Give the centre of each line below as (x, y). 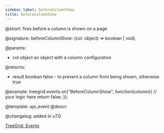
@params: (16, 48)
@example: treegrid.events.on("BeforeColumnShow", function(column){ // (81, 91)
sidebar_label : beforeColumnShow (40, 10)
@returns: (15, 67)
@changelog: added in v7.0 (33, 116)
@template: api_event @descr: (37, 106)
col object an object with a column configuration (62, 57)
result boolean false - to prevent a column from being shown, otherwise (86, 76)
